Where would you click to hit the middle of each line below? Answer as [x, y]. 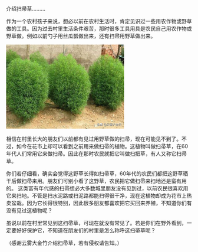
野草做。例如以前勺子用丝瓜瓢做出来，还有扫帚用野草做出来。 [81, 36]
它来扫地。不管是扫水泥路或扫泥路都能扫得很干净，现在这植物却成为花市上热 [99, 196]
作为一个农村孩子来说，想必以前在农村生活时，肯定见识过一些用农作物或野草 [99, 21]
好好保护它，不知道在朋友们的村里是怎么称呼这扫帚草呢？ [86, 230]
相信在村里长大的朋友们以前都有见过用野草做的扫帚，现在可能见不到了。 [94, 139]
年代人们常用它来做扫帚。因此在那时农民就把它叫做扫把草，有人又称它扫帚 [96, 153]
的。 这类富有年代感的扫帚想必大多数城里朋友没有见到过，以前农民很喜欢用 [97, 188]
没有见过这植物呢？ [29, 210]
